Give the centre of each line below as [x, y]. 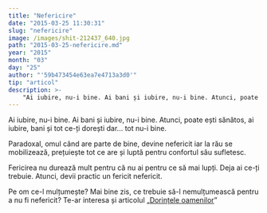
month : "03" [28, 61]
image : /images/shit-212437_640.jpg [69, 38]
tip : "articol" [33, 82]
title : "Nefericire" [43, 16]
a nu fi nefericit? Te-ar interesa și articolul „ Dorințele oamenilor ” [113, 200]
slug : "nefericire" [41, 30]
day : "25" [25, 68]
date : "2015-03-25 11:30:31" [57, 23]
